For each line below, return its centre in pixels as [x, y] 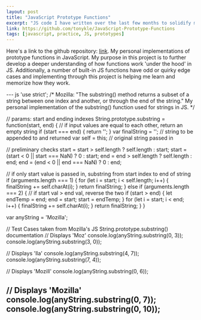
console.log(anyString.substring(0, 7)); [81, 299]
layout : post [22, 12]
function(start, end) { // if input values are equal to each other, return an [95, 125]
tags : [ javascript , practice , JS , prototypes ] [65, 34]
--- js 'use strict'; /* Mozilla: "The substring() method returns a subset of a [98, 95]
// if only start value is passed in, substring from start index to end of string [99, 174]
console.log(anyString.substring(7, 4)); [54, 260]
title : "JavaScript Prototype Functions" [59, 17]
